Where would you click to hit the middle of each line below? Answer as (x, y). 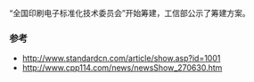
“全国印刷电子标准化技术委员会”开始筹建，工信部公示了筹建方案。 (130, 13)
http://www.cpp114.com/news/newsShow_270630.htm (122, 68)
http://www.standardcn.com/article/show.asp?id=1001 (121, 58)
